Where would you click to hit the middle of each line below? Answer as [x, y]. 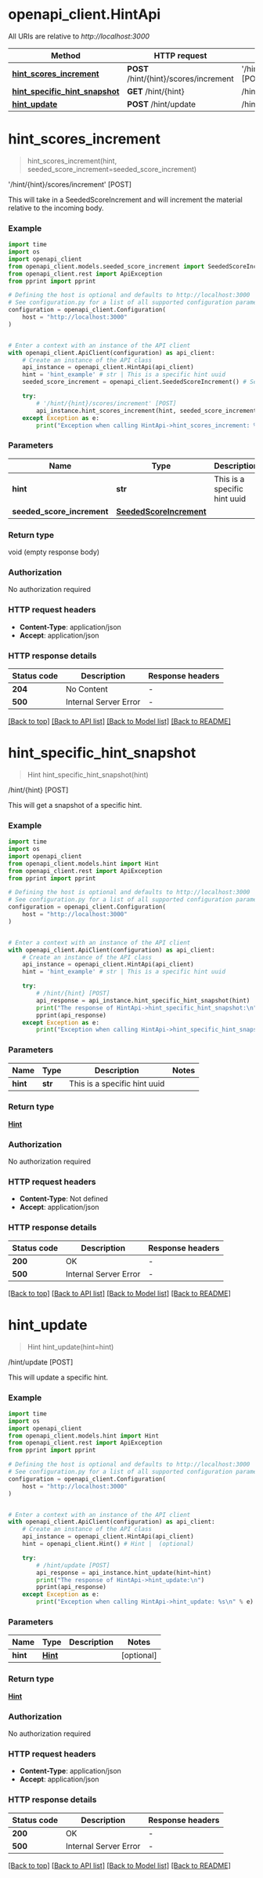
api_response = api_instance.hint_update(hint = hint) [124, 1573]
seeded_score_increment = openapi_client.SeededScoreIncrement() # [134, 382]
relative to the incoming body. [56, 208]
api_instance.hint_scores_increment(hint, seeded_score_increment [147, 411]
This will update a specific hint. [58, 1377]
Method [65, 55]
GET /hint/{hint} [156, 91]
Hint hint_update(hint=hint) [70, 1346]
